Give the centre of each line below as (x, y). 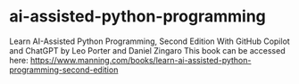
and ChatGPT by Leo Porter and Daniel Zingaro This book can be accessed (147, 50)
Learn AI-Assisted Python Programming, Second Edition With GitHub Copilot (149, 41)
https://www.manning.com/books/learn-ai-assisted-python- (141, 60)
